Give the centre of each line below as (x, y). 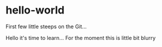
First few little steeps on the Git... (46, 26)
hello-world (35, 10)
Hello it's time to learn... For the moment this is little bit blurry (81, 38)
